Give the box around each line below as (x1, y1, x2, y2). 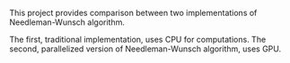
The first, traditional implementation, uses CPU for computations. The (9, 35, 267, 44)
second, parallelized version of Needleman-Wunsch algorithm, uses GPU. (9, 43, 282, 54)
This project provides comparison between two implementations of (9, 8, 258, 18)
